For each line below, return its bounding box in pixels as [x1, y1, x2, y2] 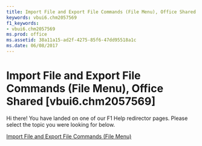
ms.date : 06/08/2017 [6, 43, 59, 49]
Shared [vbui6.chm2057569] [6, 95, 156, 108]
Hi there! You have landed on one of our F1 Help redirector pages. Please [6, 114, 188, 122]
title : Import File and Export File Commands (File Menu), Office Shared [6, 8, 197, 15]
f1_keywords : [6, 20, 39, 26]
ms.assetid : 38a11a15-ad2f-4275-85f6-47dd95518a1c [6, 37, 137, 43]
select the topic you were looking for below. [6, 121, 116, 128]
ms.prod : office [6, 32, 47, 38]
